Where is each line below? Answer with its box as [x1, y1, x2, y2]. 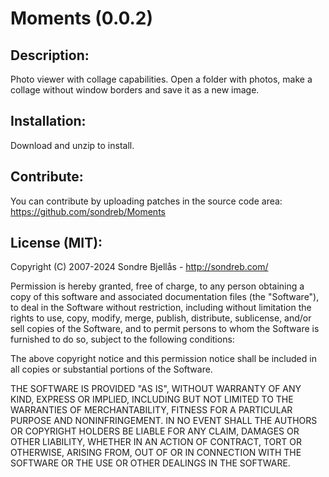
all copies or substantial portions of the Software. [10, 363, 213, 376]
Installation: [10, 113, 87, 130]
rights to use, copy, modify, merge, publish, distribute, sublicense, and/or [10, 312, 312, 324]
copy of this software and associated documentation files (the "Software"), [10, 291, 320, 303]
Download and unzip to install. [10, 139, 135, 151]
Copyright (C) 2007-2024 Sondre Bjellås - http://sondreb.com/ [10, 261, 269, 273]
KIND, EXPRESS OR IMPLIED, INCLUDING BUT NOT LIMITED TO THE [10, 393, 294, 406]
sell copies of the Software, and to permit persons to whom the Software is [10, 323, 320, 335]
